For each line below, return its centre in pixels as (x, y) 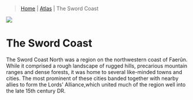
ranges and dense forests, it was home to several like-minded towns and (94, 72)
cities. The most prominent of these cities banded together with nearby (92, 78)
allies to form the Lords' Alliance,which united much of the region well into (96, 84)
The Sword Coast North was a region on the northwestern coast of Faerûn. (97, 59)
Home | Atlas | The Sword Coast (59, 9)
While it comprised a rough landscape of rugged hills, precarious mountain (97, 66)
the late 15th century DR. (36, 91)
